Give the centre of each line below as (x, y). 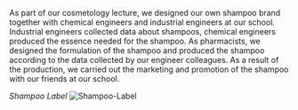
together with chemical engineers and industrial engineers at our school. (142, 22)
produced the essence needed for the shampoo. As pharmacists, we (135, 41)
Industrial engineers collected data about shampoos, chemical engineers (142, 31)
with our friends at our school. (64, 79)
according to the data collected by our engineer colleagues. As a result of (144, 60)
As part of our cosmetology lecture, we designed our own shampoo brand (145, 13)
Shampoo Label (38, 96)
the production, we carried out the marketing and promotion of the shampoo (149, 69)
